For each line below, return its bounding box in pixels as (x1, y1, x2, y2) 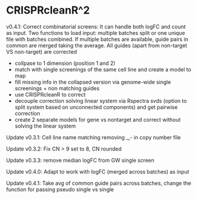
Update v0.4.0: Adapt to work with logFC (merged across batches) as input (6, 168, 189, 175)
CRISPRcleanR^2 (6, 4, 90, 17)
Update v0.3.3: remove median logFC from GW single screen (6, 156, 155, 164)
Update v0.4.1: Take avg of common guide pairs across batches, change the (6, 180, 191, 187)
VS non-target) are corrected (6, 48, 77, 55)
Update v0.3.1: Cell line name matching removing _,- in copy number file (6, 133, 181, 141)
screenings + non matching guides (14, 84, 99, 92)
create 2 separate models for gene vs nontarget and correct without (14, 116, 181, 123)
